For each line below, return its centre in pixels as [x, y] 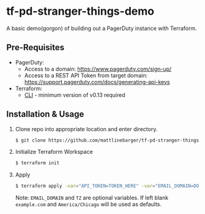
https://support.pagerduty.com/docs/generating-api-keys [97, 82]
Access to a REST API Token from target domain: [86, 75]
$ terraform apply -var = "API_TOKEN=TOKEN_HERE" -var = [85, 186]
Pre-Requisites [35, 48]
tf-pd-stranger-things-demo [80, 11]
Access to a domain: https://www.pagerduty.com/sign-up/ [98, 69]
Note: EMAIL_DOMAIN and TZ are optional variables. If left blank [92, 198]
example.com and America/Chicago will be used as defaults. [88, 204]
